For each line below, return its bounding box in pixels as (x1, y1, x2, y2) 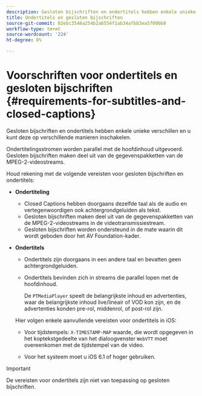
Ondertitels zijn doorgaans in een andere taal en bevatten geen (24, 255, 181, 263)
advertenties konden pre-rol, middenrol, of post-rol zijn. (24, 304, 163, 312)
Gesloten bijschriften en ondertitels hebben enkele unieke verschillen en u (6, 127, 191, 134)
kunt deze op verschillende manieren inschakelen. (6, 133, 131, 141)
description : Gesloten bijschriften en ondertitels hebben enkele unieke (6, 8, 197, 15)
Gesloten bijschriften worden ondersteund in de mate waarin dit (24, 226, 183, 233)
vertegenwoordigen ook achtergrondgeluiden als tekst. (24, 206, 161, 213)
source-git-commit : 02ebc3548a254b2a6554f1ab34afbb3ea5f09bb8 (6, 20, 166, 26)
